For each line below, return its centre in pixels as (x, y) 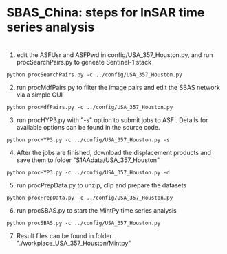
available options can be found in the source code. (88, 128)
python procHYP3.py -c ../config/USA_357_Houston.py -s (88, 140)
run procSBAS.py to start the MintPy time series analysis (96, 211)
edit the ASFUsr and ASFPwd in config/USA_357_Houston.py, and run (115, 55)
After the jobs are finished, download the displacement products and (113, 153)
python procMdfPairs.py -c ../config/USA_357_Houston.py (90, 108)
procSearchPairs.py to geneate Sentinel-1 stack (84, 62)
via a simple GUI (40, 95)
